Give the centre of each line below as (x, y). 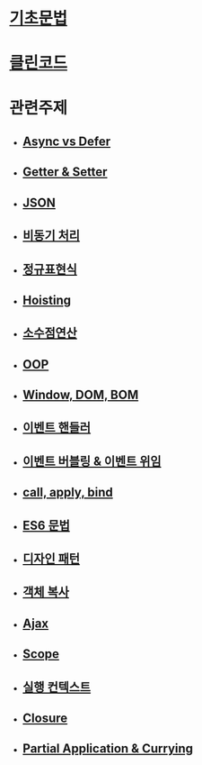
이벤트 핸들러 (57, 428)
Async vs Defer (66, 141)
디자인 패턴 (51, 559)
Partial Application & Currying (108, 749)
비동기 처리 (51, 236)
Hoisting (47, 300)
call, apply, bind (68, 492)
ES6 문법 (46, 525)
